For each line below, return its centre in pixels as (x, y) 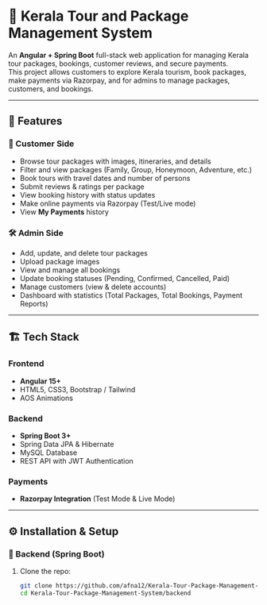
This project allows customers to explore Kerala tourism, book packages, (128, 71)
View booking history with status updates (87, 195)
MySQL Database (48, 453)
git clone (36, 586)
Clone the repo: (45, 571)
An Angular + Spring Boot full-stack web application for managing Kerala (128, 55)
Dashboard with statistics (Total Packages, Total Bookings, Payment (131, 295)
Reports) (34, 303)
